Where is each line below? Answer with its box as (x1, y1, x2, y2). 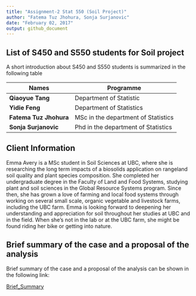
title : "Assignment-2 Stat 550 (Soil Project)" (6, 8, 127, 15)
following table (6, 70, 43, 77)
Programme (107, 84, 142, 92)
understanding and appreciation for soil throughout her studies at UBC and (6, 209, 190, 217)
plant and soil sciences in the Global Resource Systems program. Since (6, 184, 182, 192)
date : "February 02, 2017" (6, 20, 73, 26)
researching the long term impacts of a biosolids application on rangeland (6, 165, 188, 172)
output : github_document (6, 25, 68, 32)
